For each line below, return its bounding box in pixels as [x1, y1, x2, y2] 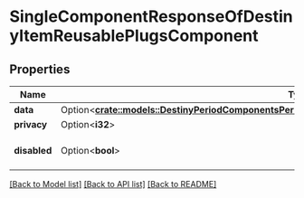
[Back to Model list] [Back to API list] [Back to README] [9, 179, 217, 189]
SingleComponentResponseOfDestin [9, 6, 294, 27]
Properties [9, 61, 71, 77]
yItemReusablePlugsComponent [9, 25, 260, 46]
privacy [14, 118, 48, 130]
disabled [14, 145, 52, 156]
